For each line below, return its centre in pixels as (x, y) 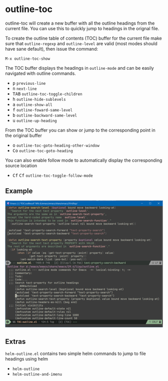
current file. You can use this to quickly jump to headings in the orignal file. (82, 28)
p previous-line (29, 83)
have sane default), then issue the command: (52, 49)
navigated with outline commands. (40, 73)
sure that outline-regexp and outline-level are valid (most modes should (81, 43)
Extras (15, 342)
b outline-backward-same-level (45, 115)
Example (19, 191)
